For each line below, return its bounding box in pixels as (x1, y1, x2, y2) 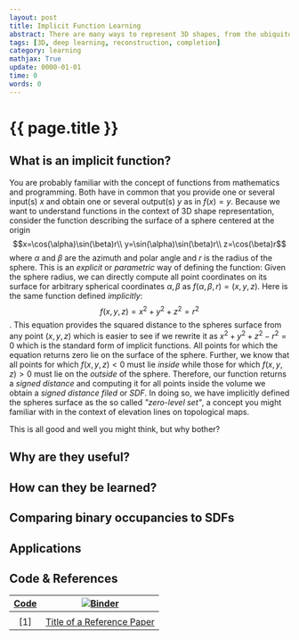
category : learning (9, 46, 82, 55)
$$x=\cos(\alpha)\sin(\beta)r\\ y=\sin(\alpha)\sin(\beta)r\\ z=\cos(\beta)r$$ (12, 238, 287, 249)
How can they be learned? (9, 479, 158, 495)
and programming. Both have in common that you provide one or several (9, 187, 276, 197)
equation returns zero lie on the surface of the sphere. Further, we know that (9, 349, 290, 360)
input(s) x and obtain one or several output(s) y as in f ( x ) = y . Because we (9, 195, 280, 206)
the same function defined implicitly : (9, 290, 143, 301)
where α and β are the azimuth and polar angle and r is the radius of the (9, 252, 273, 263)
